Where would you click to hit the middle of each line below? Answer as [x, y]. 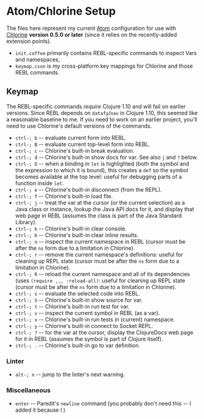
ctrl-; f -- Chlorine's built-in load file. [64, 196]
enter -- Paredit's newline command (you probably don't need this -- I [103, 404]
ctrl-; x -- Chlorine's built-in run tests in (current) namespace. [95, 319]
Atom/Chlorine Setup [61, 11]
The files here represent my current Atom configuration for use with [91, 28]
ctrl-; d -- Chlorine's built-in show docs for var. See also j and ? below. [106, 157]
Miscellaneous [28, 390]
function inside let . [39, 183]
